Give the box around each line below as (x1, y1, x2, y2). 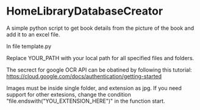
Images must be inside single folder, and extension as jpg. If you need (6, 84, 182, 92)
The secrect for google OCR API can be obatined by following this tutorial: (6, 66, 192, 74)
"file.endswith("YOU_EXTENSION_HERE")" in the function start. (6, 97, 166, 105)
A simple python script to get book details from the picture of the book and (6, 24, 195, 32)
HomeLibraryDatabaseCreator (6, 4, 163, 18)
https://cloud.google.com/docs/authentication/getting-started (6, 72, 162, 80)
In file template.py (6, 43, 52, 50)
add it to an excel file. (6, 30, 60, 38)
